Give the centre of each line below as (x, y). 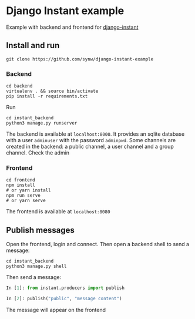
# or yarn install (28, 190)
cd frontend (21, 180)
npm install (21, 185)
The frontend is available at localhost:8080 (58, 211)
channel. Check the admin (38, 153)
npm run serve (23, 196)
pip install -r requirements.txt (47, 96)
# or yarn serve (26, 201)
